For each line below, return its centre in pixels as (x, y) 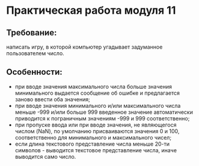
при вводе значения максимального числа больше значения (93, 86)
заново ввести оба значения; (52, 99)
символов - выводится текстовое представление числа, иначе (96, 150)
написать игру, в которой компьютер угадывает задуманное (84, 47)
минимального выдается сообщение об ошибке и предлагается (97, 93)
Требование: (32, 33)
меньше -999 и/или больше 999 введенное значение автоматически (104, 112)
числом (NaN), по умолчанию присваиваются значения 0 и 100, (97, 131)
